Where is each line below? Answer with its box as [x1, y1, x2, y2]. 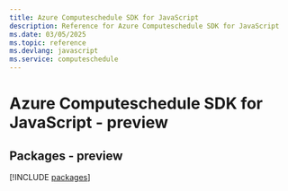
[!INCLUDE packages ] [9, 172, 91, 182]
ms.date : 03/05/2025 [9, 30, 87, 39]
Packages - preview [9, 148, 123, 163]
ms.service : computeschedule [9, 55, 119, 64]
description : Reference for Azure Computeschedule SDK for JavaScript [9, 22, 280, 30]
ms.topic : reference [9, 38, 87, 48]
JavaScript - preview [9, 113, 169, 133]
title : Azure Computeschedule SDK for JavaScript [9, 13, 200, 22]
